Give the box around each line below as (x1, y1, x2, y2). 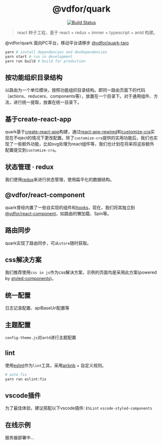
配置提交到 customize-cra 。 (5, 147, 59, 153)
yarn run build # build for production (5, 58, 86, 64)
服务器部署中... (5, 435, 35, 441)
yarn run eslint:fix (5, 376, 47, 382)
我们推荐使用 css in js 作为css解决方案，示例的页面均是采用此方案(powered (5, 269, 157, 276)
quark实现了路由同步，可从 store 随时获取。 (5, 240, 91, 246)
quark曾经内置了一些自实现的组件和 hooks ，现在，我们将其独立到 (5, 204, 135, 210)
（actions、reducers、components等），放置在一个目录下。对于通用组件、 (5, 93, 154, 99)
